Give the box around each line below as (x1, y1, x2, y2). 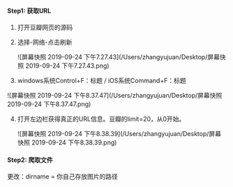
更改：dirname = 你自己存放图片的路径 (7, 172, 119, 181)
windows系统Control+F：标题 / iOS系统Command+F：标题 (17, 77, 186, 85)
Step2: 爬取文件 (7, 156, 54, 164)
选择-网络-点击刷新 (17, 38, 73, 47)
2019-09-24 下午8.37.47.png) (7, 100, 91, 108)
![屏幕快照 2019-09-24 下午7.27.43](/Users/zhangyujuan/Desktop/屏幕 (17, 53, 220, 61)
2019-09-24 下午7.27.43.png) (25, 61, 110, 70)
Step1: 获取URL (7, 6, 52, 15)
